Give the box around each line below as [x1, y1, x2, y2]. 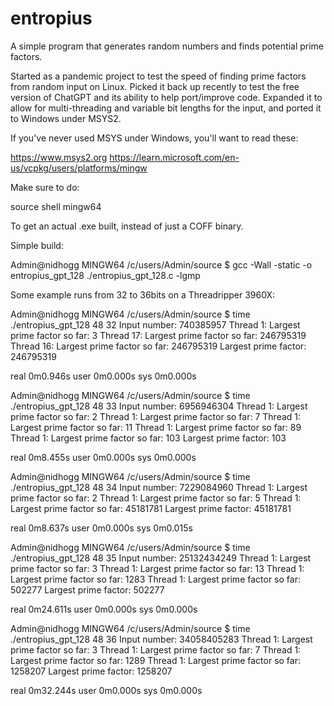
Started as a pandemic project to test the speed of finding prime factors [10, 70, 307, 82]
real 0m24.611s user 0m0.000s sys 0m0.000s [10, 603, 198, 615]
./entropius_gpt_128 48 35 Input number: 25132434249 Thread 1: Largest [10, 552, 312, 564]
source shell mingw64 [10, 200, 102, 212]
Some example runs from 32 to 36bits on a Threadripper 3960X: [10, 288, 276, 301]
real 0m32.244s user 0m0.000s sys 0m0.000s [10, 684, 203, 696]
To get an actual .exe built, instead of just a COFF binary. [10, 220, 244, 232]
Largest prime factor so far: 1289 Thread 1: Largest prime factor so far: [10, 654, 301, 666]
